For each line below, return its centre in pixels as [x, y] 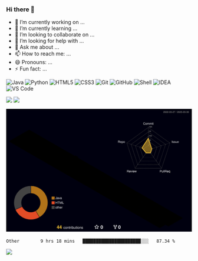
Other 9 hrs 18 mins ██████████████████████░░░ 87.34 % [91, 241]
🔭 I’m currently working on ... [49, 22]
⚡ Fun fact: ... [31, 69]
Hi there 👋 [21, 9]
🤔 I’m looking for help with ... [49, 41]
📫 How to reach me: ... [43, 54]
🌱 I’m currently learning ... [46, 28]
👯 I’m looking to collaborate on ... [55, 35]
